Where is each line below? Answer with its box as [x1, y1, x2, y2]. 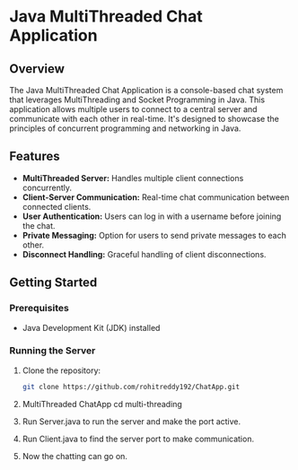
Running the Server [9, 344, 96, 357]
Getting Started [9, 275, 98, 291]
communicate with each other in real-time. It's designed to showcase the [9, 114, 280, 124]
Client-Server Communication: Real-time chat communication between [22, 191, 290, 203]
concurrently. [22, 182, 73, 193]
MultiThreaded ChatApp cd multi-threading [22, 398, 182, 409]
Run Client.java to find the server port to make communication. [22, 433, 254, 444]
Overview [9, 61, 66, 76]
